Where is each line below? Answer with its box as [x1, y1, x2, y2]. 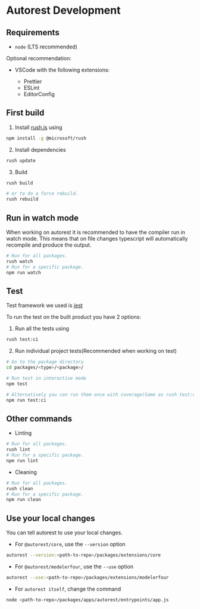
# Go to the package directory [6, 359, 84, 365]
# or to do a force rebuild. [6, 190, 79, 197]
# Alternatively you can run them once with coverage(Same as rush [6, 392, 177, 398]
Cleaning [14, 468, 37, 475]
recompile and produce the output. [6, 241, 92, 248]
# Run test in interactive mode [6, 375, 86, 381]
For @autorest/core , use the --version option [14, 541, 126, 548]
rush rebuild [6, 196, 39, 202]
